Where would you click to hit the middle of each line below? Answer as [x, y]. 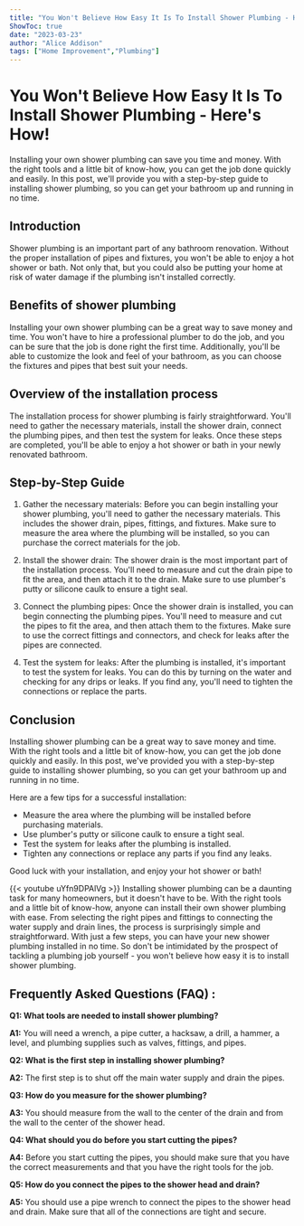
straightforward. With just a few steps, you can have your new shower [139, 937]
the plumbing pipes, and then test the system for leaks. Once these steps [146, 435]
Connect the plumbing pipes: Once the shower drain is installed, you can [158, 607]
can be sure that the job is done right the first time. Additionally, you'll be [145, 346]
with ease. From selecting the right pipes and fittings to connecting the [141, 918]
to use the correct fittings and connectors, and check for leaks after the [156, 636]
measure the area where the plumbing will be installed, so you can [146, 533]
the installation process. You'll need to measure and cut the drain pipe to [157, 570]
